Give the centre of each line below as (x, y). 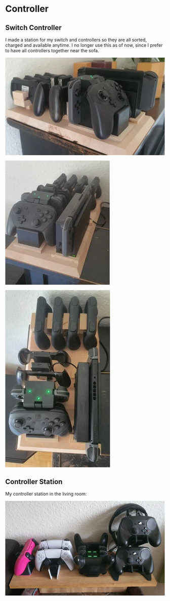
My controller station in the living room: (46, 494)
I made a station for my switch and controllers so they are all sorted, (76, 40)
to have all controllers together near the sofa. (52, 51)
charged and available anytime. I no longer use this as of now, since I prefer (84, 45)
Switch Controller (33, 28)
